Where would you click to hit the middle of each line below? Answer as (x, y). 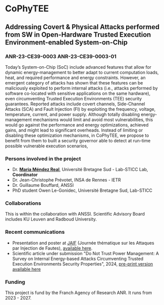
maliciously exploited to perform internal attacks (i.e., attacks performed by (82, 88)
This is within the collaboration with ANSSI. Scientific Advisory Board (75, 214)
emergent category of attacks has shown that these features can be (74, 83)
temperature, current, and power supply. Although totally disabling (72, 114)
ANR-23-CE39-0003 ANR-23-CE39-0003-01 (61, 56)
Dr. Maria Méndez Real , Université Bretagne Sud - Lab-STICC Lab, (80, 170)
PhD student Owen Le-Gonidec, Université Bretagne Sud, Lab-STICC (82, 190)
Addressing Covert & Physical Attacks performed (82, 27)
